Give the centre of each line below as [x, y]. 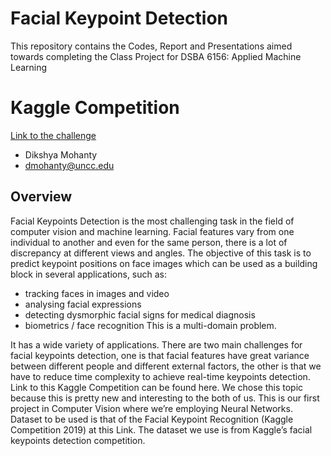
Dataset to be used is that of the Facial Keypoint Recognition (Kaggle [152, 419]
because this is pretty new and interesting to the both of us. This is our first [165, 398]
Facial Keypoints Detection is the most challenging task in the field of [152, 221]
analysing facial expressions [83, 304]
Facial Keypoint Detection [119, 18]
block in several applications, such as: [89, 274]
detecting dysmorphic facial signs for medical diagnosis [140, 314]
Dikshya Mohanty [61, 154]
